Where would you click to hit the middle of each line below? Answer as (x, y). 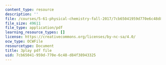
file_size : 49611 (23, 23)
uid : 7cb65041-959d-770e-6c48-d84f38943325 (51, 55)
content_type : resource (30, 10)
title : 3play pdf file (28, 50)
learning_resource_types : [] (35, 32)
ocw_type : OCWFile (24, 42)
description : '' (22, 14)
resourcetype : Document (30, 46)
